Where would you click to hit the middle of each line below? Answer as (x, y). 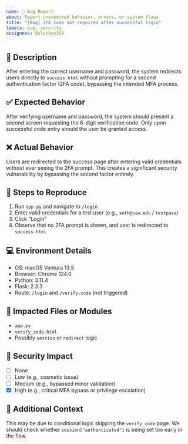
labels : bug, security (34, 28)
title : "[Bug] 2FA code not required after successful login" (84, 22)
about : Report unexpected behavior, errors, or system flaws (83, 17)
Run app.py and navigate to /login (56, 207)
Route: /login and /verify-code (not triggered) (71, 293)
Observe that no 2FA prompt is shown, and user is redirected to (91, 225)
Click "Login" (31, 219)
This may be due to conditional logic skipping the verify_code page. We (93, 423)
